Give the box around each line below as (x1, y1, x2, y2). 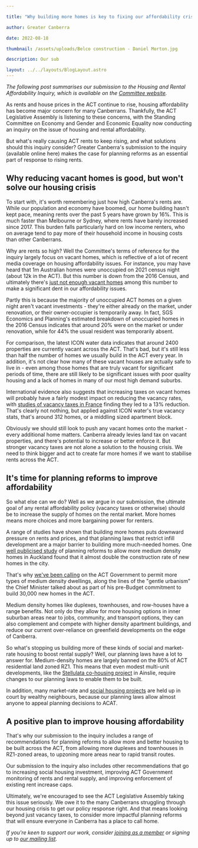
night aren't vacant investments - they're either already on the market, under (6, 302, 193, 310)
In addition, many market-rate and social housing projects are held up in (6, 687, 181, 694)
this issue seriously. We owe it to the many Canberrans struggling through (6, 799, 186, 806)
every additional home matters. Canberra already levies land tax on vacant (6, 431, 187, 438)
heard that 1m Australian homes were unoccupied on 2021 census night (6, 266, 180, 273)
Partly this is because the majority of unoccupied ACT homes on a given (6, 296, 181, 303)
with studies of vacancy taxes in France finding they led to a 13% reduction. (6, 401, 190, 408)
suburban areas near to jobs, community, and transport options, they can (6, 614, 184, 621)
